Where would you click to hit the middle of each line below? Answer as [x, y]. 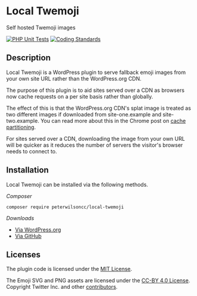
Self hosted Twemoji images [41, 27]
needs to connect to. [32, 151]
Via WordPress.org [38, 229]
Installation [27, 170]
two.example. [23, 121]
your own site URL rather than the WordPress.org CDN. [74, 78]
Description [28, 58]
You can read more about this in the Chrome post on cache [113, 121]
